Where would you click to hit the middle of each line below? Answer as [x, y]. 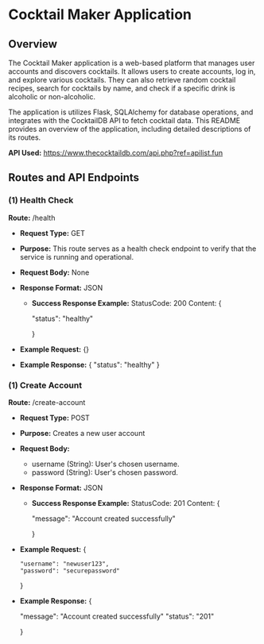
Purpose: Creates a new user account [82, 433]
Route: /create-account [47, 402]
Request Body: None [54, 272]
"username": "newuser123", [64, 564]
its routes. [25, 137]
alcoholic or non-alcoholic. [52, 96]
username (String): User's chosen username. [105, 464]
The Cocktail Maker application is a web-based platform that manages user [132, 63]
